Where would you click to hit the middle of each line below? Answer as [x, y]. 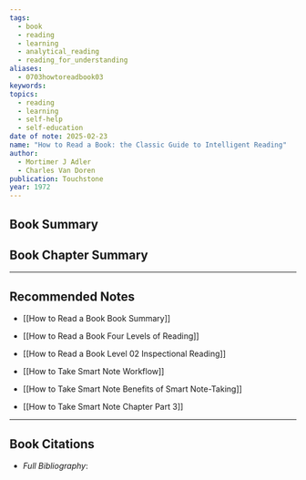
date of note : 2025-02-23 [58, 137]
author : [24, 153]
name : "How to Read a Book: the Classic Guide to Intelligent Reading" [148, 145]
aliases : [26, 69]
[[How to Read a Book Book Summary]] [97, 319]
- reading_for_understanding [73, 60]
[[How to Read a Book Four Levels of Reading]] [111, 336]
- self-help [41, 119]
